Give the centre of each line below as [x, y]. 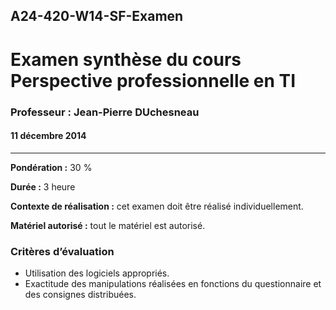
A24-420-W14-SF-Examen [97, 16]
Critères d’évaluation [62, 251]
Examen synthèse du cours [126, 59]
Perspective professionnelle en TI [153, 80]
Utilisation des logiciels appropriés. [97, 273]
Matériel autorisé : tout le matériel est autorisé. [108, 225]
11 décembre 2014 [48, 136]
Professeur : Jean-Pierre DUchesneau [105, 112]
